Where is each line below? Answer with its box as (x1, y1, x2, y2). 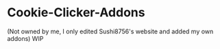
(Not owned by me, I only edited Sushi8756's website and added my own (7, 27, 214, 35)
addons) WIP (7, 34, 44, 42)
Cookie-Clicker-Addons (7, 5, 145, 20)
